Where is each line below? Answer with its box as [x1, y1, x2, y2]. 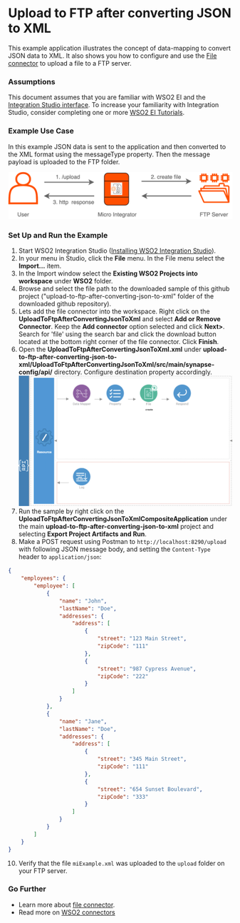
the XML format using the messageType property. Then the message [8, 150, 211, 158]
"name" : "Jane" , [58, 717, 108, 725]
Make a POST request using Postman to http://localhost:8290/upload [18, 538, 226, 546]
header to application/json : [18, 553, 102, 561]
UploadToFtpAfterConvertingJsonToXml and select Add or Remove [18, 315, 221, 323]
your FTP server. [18, 866, 68, 875]
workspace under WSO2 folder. [18, 277, 113, 286]
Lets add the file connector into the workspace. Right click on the [18, 307, 210, 316]
